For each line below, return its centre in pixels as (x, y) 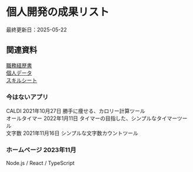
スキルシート (21, 80)
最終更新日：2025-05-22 (36, 30)
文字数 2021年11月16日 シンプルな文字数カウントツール (72, 133)
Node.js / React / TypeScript (40, 163)
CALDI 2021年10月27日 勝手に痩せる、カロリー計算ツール (76, 111)
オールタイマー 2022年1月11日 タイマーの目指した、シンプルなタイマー (92, 118)
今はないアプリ (27, 97)
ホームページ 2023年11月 (41, 150)
